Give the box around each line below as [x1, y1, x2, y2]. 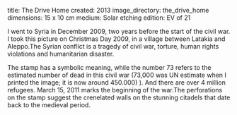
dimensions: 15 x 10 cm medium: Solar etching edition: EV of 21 [7, 13, 191, 22]
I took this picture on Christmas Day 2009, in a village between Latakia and [7, 35, 226, 43]
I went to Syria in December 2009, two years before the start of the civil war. [7, 28, 231, 35]
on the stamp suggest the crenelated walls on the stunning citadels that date [7, 93, 231, 102]
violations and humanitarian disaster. [7, 49, 115, 58]
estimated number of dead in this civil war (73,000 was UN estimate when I [7, 71, 226, 79]
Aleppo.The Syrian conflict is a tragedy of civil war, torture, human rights [7, 42, 219, 50]
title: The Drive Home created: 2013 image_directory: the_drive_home [7, 6, 209, 14]
